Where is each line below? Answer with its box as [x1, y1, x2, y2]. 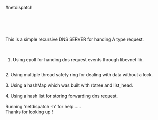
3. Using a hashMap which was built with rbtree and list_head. [5, 82, 134, 88]
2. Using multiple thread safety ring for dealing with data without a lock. [5, 72, 153, 77]
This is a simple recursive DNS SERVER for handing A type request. [5, 36, 144, 42]
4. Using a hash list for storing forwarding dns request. [5, 93, 118, 99]
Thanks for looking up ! [5, 109, 53, 115]
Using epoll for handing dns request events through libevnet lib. [12, 57, 144, 62]
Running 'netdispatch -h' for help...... [5, 104, 81, 109]
